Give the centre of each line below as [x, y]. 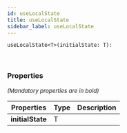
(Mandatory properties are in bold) [53, 91]
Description [97, 108]
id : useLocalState [33, 13]
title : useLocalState [38, 20]
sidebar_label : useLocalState [51, 26]
